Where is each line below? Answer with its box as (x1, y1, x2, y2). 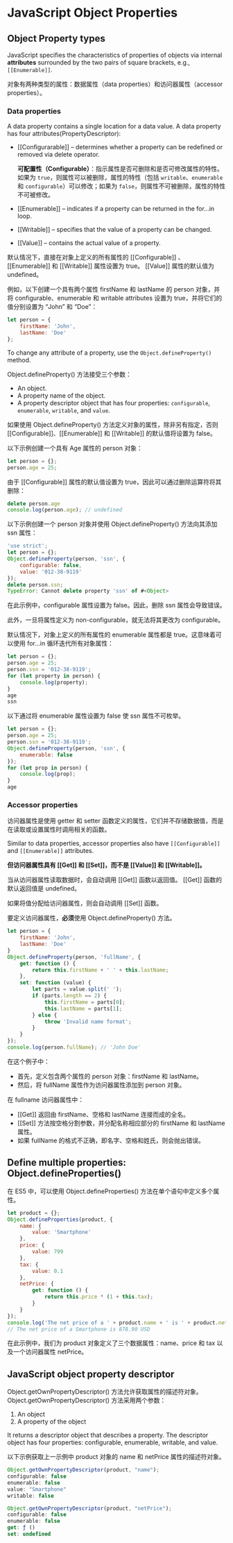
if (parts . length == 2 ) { (32, 993, 107, 1000)
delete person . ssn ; (7, 581, 64, 588)
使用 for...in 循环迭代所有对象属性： (12, 639, 114, 648)
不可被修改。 (17, 191, 54, 199)
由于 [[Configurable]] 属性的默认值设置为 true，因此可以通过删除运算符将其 (7, 478, 222, 486)
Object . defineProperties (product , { (7, 1216, 113, 1223)
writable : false (7, 1492, 54, 1499)
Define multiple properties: (7, 1157, 127, 1169)
